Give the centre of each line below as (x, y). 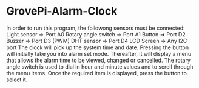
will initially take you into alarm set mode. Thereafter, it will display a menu (99, 53)
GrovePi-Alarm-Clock (62, 11)
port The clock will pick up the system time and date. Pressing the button (98, 47)
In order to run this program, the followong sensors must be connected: (96, 28)
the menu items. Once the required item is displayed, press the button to (96, 73)
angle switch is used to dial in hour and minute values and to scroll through (100, 66)
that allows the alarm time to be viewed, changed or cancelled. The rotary (99, 60)
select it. (17, 80)
